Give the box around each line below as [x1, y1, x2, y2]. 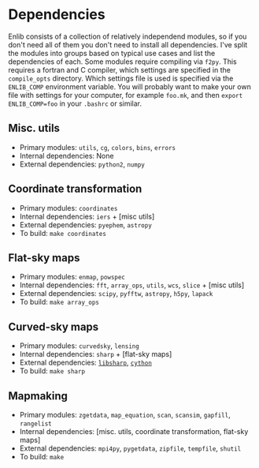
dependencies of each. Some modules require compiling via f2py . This [8, 57, 238, 66]
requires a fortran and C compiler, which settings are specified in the [8, 65, 231, 74]
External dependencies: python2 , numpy [19, 159, 146, 169]
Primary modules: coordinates [19, 203, 118, 212]
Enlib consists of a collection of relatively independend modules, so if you [8, 32, 247, 41]
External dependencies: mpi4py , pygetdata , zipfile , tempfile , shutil [19, 444, 242, 453]
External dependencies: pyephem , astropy [19, 219, 152, 230]
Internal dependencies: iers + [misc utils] [19, 212, 155, 221]
